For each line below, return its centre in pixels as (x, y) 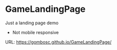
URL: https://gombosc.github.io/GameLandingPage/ (58, 42)
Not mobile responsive (35, 32)
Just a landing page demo (32, 23)
